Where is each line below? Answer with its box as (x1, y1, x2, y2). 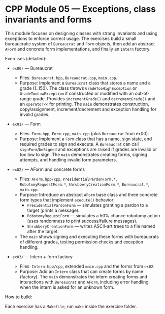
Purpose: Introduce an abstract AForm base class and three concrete (19, 192, 158, 197)
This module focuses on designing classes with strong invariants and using (5, 30, 158, 36)
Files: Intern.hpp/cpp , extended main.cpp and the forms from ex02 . (19, 263, 155, 269)
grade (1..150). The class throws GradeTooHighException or (19, 85, 137, 91)
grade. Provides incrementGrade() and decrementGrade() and (33, 95, 156, 102)
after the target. (27, 228, 59, 234)
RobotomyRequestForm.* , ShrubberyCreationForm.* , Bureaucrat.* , (19, 181, 150, 187)
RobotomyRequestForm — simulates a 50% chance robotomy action (27, 212, 160, 218)
